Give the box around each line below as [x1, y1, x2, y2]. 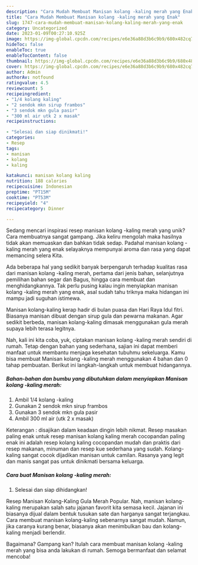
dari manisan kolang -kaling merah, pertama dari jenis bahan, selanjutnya [6, 270, 184, 277]
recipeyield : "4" [6, 200, 49, 206]
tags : [6, 145, 19, 151]
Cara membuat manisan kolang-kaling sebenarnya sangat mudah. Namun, [6, 517, 187, 524]
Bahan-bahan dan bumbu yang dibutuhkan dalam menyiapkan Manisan [6, 375, 188, 382]
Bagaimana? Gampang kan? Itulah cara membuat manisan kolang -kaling [6, 541, 183, 548]
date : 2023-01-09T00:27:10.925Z [6, 31, 85, 37]
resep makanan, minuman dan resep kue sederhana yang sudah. [6, 445, 164, 452]
